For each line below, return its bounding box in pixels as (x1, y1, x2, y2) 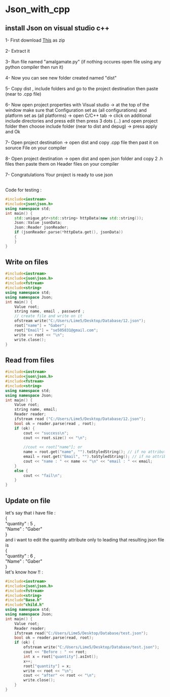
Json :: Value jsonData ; (14, 220, 62, 225)
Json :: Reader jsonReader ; (14, 225, 69, 230)
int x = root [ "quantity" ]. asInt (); (23, 654, 99, 659)
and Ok (5, 129, 21, 135)
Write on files (5, 258, 49, 266)
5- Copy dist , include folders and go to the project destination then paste (5, 86, 158, 92)
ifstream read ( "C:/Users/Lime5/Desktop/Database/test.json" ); (14, 631, 148, 636)
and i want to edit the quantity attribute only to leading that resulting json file (5, 536, 164, 543)
